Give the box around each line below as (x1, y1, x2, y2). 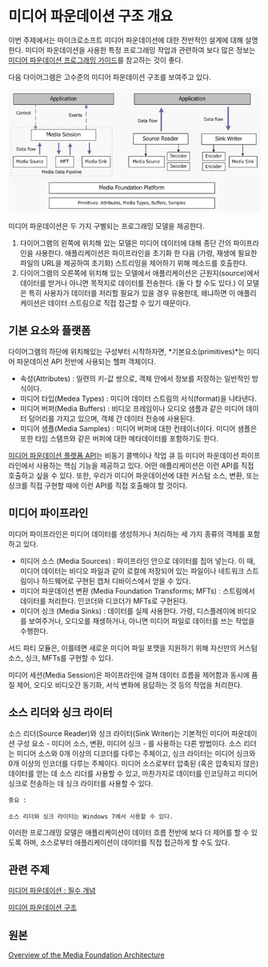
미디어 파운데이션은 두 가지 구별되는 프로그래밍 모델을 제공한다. (8, 222, 206, 231)
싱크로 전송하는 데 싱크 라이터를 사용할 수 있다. (8, 778, 154, 788)
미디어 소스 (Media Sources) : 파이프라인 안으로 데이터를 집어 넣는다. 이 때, (19, 556, 256, 565)
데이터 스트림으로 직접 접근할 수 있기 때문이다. (47, 298, 191, 308)
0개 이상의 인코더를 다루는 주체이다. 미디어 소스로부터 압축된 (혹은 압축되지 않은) (8, 758, 259, 768)
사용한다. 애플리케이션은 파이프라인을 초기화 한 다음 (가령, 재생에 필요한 (34, 249, 258, 258)
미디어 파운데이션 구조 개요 (8, 7, 174, 26)
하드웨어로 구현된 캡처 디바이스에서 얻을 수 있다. (41, 576, 191, 585)
